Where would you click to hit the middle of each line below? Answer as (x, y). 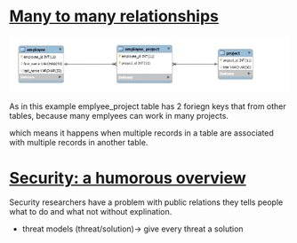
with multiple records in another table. (79, 142)
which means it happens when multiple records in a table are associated (141, 133)
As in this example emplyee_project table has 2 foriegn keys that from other (148, 106)
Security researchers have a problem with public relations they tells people (146, 202)
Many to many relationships (114, 16)
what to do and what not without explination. (91, 212)
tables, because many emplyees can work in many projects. (119, 115)
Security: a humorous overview (128, 178)
